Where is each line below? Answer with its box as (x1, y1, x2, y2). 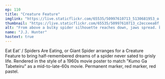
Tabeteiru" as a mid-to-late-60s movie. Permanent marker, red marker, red (5, 63, 156, 69)
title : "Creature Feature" (5, 12, 60, 17)
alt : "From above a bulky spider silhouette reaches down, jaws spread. (5, 25, 157, 30)
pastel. (5, 68, 19, 74)
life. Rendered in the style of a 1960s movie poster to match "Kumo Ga (5, 58, 147, 64)
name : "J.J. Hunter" (5, 30, 48, 35)
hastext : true (5, 35, 34, 39)
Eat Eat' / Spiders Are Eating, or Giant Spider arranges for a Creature (5, 47, 144, 54)
